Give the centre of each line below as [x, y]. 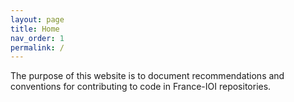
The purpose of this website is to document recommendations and [147, 76]
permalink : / [37, 47]
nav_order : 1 [37, 38]
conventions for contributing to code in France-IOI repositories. [141, 87]
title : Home [35, 29]
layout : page [37, 19]
